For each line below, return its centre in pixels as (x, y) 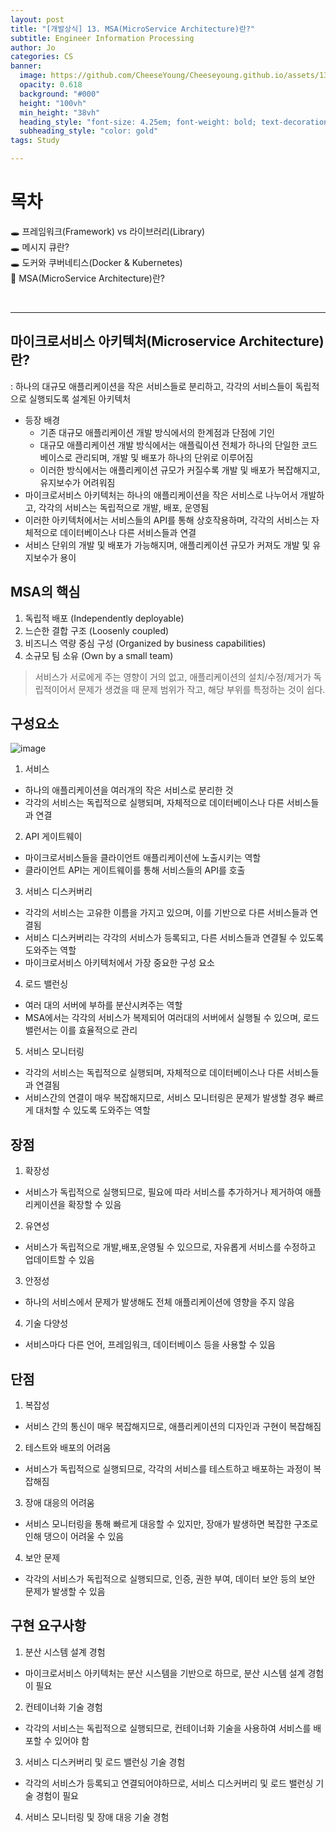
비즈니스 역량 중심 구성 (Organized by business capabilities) (145, 643)
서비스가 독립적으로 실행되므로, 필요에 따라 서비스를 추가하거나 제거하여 (163, 1192)
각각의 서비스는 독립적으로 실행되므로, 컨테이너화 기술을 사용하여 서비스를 (168, 1728)
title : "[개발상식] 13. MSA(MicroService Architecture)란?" (133, 29)
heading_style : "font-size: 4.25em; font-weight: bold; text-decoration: (176, 122)
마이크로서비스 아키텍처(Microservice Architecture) (167, 341)
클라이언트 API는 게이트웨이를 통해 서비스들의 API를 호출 (135, 870)
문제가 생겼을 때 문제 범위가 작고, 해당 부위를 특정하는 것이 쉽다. (202, 689)
